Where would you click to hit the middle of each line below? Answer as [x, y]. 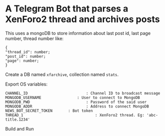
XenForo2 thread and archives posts [82, 19]
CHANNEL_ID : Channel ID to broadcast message [83, 93]
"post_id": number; [26, 56]
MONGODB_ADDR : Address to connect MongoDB [77, 106]
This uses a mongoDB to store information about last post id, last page [78, 33]
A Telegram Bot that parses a [67, 9]
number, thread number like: [34, 38]
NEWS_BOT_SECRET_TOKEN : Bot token [49, 110]
